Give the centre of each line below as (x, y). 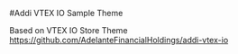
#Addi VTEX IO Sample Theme (66, 13)
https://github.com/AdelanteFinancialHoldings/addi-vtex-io (119, 40)
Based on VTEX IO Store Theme (69, 30)
